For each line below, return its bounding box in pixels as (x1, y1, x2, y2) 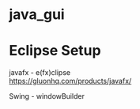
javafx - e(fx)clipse (9, 68, 70, 77)
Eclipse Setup (9, 42, 101, 60)
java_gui (9, 6, 66, 24)
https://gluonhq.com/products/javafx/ (9, 77, 132, 86)
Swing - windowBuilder (9, 92, 85, 101)
